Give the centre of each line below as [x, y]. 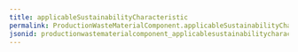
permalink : [29, 26]
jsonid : [24, 33]
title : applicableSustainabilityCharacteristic [99, 17]
